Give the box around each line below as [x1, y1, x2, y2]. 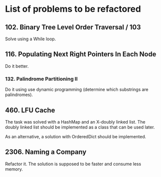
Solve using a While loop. [5, 36, 56, 42]
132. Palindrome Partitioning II [5, 75, 78, 82]
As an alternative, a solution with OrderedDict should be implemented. [5, 133, 146, 139]
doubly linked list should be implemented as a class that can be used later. [5, 124, 155, 130]
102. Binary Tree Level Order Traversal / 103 [5, 23, 141, 31]
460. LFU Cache [5, 106, 55, 114]
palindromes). [5, 92, 33, 98]
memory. [5, 166, 23, 172]
